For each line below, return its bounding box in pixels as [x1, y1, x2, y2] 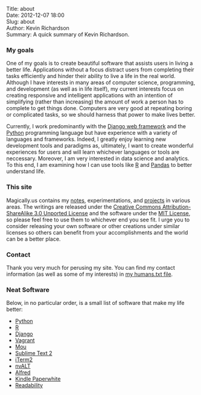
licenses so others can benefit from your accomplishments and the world [6, 229, 188, 236]
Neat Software [6, 286, 50, 294]
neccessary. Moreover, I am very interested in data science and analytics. [6, 155, 190, 162]
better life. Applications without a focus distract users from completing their [6, 66, 194, 73]
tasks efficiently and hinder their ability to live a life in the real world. [6, 73, 176, 80]
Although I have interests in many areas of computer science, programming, [6, 79, 196, 87]
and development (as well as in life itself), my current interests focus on [6, 85, 184, 93]
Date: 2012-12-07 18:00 [6, 11, 65, 19]
